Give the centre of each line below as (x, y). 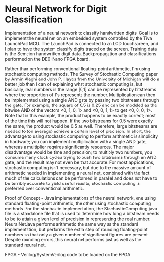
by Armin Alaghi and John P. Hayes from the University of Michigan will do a (82, 79)
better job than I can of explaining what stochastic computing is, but (74, 84)
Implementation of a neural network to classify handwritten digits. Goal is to (82, 33)
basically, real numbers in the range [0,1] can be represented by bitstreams (81, 89)
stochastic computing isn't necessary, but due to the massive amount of (78, 167)
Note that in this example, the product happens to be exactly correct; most (81, 115)
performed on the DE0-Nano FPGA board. (47, 59)
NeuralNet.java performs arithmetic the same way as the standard (72, 224)
